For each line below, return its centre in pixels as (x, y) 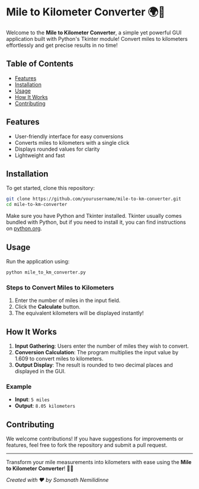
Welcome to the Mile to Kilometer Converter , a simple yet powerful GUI (94, 32)
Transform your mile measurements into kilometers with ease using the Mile (99, 462)
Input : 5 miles (32, 399)
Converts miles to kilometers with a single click (72, 142)
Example (19, 386)
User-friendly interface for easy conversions (69, 136)
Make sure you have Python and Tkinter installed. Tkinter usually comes (94, 216)
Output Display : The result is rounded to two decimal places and (94, 365)
